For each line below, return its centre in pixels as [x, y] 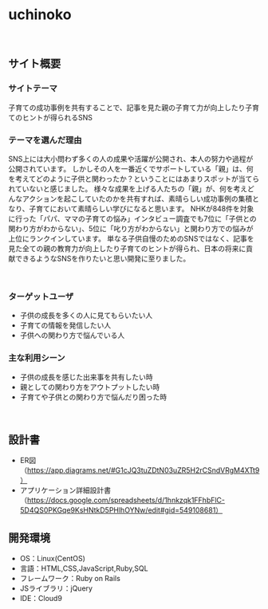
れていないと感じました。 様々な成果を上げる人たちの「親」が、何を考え [128, 188]
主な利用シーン [37, 358]
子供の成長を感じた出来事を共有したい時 [86, 377]
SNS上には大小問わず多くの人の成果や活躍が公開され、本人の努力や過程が [131, 159]
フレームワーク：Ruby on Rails [70, 579]
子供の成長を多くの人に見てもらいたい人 [86, 316]
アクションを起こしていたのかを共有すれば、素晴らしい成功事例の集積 [137, 198]
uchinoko [40, 15]
